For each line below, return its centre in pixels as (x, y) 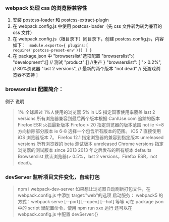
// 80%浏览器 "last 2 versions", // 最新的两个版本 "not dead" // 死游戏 (84, 69)
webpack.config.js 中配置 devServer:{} (58, 214)
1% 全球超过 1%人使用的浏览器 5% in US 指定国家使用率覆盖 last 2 (86, 112)
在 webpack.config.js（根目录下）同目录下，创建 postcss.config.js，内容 (88, 39)
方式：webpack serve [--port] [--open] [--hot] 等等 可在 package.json (91, 201)
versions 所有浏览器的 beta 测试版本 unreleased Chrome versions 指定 (91, 144)
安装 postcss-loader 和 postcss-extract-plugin (61, 20)
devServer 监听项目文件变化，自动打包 (52, 177)
